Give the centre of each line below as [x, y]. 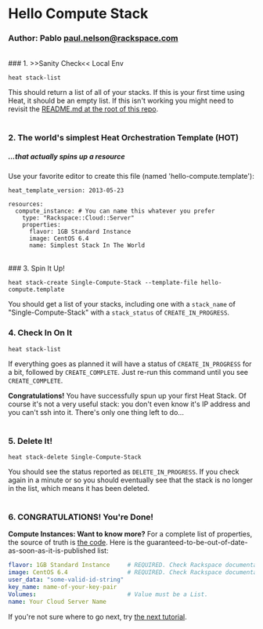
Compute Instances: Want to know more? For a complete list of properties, [130, 534]
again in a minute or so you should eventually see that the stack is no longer [130, 480]
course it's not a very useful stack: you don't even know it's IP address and [129, 404]
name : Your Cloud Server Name [58, 602]
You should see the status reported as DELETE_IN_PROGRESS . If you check [124, 471]
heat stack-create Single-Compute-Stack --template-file [103, 283]
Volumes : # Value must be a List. [108, 594]
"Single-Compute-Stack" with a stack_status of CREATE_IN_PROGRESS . [119, 313]
